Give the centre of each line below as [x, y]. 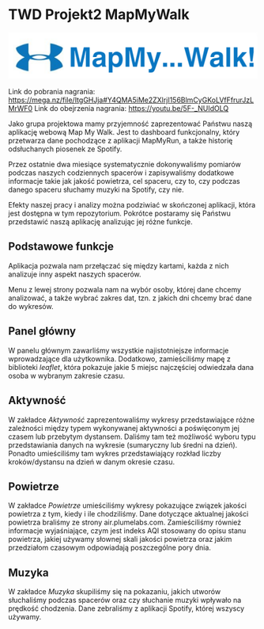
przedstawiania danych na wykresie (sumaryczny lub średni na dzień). [123, 444]
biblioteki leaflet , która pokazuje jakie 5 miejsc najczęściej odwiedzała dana [131, 367]
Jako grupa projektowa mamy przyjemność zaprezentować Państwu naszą [130, 124]
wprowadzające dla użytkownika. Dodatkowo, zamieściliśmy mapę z [119, 359]
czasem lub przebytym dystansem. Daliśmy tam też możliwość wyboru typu [132, 436]
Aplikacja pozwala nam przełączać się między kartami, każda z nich [119, 265]
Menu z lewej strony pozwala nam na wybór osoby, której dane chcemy [125, 289]
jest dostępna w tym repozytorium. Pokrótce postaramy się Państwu [119, 213]
